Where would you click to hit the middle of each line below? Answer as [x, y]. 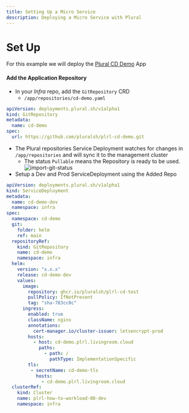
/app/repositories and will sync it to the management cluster [91, 155]
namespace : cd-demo [36, 219]
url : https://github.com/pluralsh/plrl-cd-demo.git [78, 137]
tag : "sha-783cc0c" [53, 303]
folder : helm [34, 230]
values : [27, 280]
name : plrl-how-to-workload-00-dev [62, 399]
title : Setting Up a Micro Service [51, 12]
